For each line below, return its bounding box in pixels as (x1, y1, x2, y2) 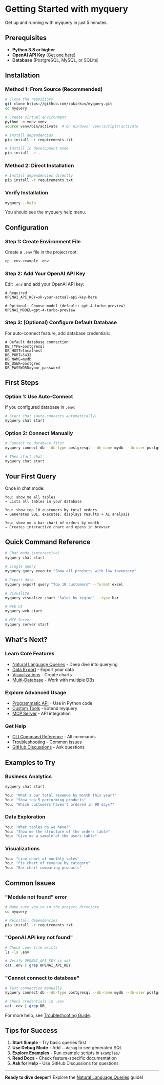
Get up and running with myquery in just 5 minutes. (5, 20, 108, 25)
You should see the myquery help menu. (5, 209, 86, 215)
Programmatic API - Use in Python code (12, 700, 93, 706)
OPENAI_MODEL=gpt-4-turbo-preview (5, 308, 76, 313)
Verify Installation (5, 189, 48, 196)
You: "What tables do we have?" (5, 824, 71, 830)
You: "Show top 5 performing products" (5, 797, 86, 802)
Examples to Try (5, 758, 56, 767)
